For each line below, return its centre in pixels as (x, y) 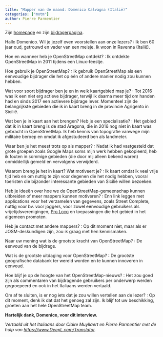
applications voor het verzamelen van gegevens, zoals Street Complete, (77, 201)
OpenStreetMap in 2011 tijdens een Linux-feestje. (54, 62)
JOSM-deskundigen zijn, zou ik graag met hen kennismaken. (66, 232)
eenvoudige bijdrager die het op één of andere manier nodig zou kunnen (78, 77)
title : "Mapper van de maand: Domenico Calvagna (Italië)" (66, 10)
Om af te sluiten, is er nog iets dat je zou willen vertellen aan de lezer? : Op (80, 295)
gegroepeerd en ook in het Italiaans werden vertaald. (58, 286)
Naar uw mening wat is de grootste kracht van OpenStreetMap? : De (74, 241)
